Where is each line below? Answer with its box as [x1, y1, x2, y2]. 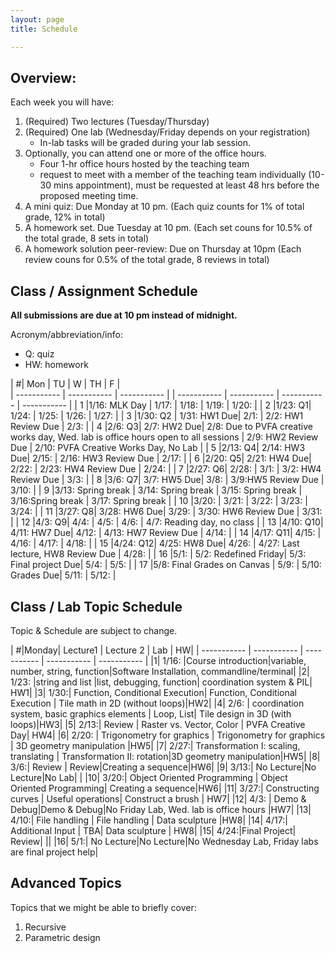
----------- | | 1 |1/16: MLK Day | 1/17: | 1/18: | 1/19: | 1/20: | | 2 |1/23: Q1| [21, 399, 312, 411]
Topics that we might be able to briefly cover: [10, 901, 197, 913]
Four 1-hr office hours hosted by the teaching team [39, 158, 250, 170]
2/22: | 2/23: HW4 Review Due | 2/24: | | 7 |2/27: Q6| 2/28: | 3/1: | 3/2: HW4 [10, 463, 322, 475]
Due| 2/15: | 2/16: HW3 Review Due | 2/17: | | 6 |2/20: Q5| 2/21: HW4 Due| [10, 452, 312, 465]
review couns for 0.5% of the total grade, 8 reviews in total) [24, 254, 270, 266]
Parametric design [24, 931, 101, 943]
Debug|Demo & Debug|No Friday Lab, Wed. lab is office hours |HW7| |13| [10, 803, 312, 815]
